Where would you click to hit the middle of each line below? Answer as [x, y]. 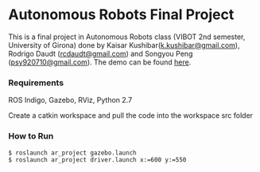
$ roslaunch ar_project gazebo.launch [72, 153]
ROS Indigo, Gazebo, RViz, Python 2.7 [70, 100]
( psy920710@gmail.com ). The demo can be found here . [100, 62]
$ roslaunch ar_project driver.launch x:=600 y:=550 [97, 160]
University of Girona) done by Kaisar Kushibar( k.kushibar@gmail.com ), [124, 45]
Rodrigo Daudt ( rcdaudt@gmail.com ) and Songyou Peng [101, 53]
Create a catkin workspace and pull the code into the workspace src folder [130, 115]
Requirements [36, 83]
